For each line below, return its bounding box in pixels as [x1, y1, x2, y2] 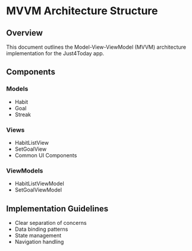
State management [14, 232, 62, 239]
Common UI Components [14, 151, 77, 158]
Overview [6, 28, 43, 38]
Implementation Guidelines [6, 204, 109, 214]
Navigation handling [14, 239, 64, 246]
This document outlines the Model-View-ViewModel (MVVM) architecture [6, 43, 186, 50]
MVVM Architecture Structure [6, 4, 158, 18]
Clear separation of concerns [14, 220, 87, 227]
